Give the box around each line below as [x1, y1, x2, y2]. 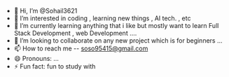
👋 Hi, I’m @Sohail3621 [13, 7, 78, 15]
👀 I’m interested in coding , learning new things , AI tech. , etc [13, 14, 191, 22]
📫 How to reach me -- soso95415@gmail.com [13, 44, 148, 52]
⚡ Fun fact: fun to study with [13, 62, 96, 70]
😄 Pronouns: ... [13, 55, 60, 62]
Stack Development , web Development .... [13, 29, 137, 37]
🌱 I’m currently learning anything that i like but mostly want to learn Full [13, 22, 219, 29]
